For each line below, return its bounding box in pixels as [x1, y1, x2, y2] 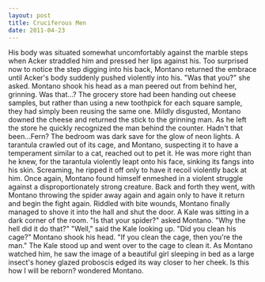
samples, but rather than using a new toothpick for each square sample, [8, 98, 243, 107]
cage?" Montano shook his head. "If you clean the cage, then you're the [8, 232, 243, 242]
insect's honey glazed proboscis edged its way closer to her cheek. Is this [8, 258, 250, 267]
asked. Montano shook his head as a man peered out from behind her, [8, 81, 237, 91]
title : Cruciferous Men [8, 19, 87, 27]
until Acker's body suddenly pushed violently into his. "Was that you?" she [8, 73, 251, 83]
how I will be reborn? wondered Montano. [8, 266, 144, 276]
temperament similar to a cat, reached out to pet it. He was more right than [8, 149, 252, 158]
